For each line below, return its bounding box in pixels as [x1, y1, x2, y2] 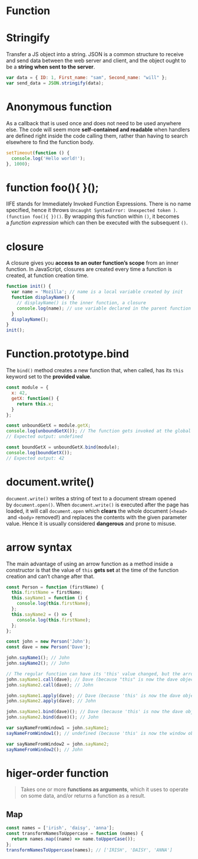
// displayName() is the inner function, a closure [16, 300, 146, 305]
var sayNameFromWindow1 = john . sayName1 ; [6, 725, 110, 731]
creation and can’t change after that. [6, 572, 95, 580]
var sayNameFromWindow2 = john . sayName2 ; [6, 741, 110, 747]
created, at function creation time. [6, 272, 89, 279]
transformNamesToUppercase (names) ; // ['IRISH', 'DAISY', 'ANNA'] [6, 847, 173, 853]
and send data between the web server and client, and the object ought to [6, 57, 186, 64]
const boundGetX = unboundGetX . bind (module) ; [6, 444, 120, 450]
